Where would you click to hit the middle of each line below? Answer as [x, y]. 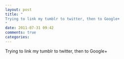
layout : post [18, 10]
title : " [14, 14]
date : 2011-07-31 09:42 [30, 28]
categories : [17, 37]
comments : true [21, 32]
